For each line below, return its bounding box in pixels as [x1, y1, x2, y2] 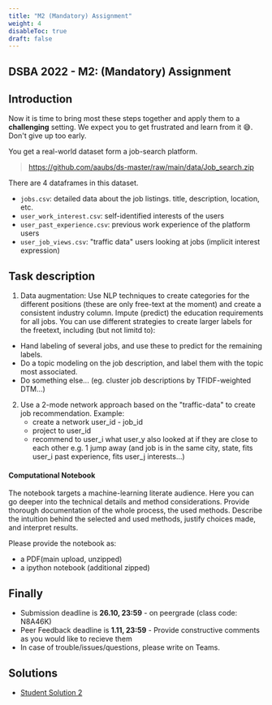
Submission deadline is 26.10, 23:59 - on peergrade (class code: [19, 608, 238, 618]
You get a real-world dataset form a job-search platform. [8, 147, 198, 157]
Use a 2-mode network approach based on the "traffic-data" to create [19, 400, 256, 410]
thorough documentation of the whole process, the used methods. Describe [8, 505, 262, 516]
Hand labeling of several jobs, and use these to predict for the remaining [19, 341, 262, 351]
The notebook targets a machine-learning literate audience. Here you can [8, 488, 254, 498]
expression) [19, 245, 61, 256]
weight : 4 [8, 19, 42, 28]
